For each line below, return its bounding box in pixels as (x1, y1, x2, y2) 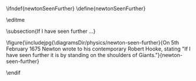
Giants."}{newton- (138, 52, 182, 58)
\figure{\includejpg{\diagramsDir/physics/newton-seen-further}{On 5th (6, 39, 180, 46)
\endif (6, 69, 21, 76)
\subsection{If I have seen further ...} (6, 28, 96, 35)
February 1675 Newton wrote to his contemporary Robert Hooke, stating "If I (6, 45, 191, 52)
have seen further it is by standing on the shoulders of (6, 52, 138, 58)
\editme (6, 16, 25, 23)
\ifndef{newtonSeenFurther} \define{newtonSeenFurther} (6, 5, 146, 12)
